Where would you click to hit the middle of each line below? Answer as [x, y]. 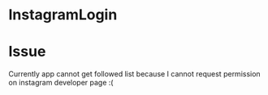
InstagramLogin [63, 15]
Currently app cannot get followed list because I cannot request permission [135, 74]
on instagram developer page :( [61, 83]
